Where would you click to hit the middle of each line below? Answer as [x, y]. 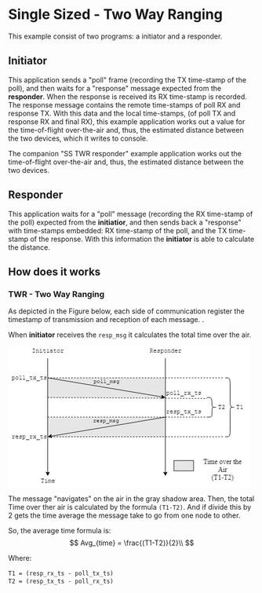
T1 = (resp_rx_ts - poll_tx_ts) [61, 574]
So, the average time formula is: [60, 531]
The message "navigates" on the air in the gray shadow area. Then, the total [131, 499]
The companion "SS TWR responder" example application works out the [125, 153]
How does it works [55, 271]
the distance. [29, 247]
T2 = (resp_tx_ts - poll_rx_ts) [61, 582]
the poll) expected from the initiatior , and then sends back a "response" [125, 222]
